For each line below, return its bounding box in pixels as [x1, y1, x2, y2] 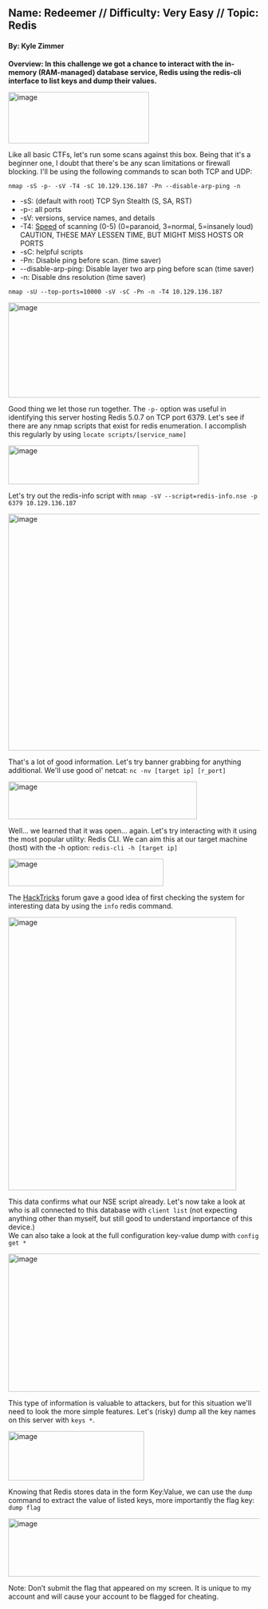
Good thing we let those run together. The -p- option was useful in [8, 404, 227, 413]
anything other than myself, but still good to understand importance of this [8, 1213, 253, 1223]
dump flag [8, 1504, 41, 1512]
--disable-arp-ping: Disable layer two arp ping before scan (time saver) [19, 263, 254, 274]
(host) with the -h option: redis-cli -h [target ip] [8, 842, 178, 852]
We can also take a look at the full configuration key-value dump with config [8, 1230, 259, 1240]
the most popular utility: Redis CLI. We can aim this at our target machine [8, 834, 248, 844]
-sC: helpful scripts [19, 246, 84, 256]
